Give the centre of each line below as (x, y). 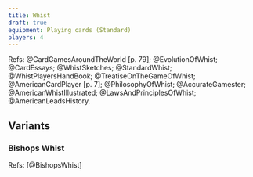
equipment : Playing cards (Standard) (70, 30)
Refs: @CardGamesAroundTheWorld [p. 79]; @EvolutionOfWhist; (113, 60)
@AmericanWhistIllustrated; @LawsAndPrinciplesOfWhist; (102, 93)
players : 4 (26, 37)
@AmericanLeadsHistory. (49, 101)
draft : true (27, 23)
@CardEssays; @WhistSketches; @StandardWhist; (90, 68)
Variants (29, 126)
